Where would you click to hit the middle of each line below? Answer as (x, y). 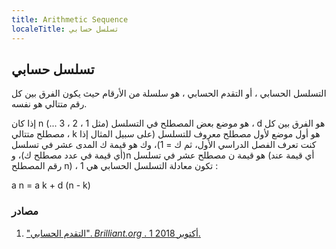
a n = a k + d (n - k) (51, 185)
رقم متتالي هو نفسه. (49, 104)
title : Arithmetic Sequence (70, 19)
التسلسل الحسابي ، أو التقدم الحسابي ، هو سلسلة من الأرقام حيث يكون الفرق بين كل (169, 93)
